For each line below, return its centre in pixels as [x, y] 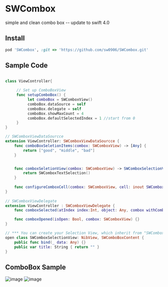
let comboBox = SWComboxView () [60, 100]
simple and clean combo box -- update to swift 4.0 [57, 22]
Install [15, 38]
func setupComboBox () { [41, 95]
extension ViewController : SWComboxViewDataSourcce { [62, 141]
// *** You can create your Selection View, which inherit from [73, 233]
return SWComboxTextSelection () [57, 173]
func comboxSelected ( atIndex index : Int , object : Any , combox [79, 210]
